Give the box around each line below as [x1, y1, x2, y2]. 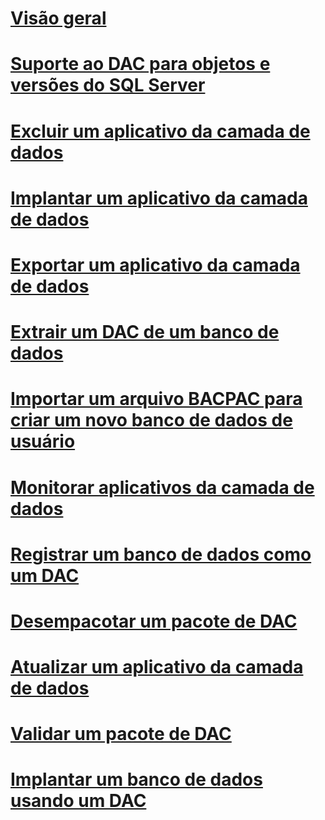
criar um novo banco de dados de [10, 409, 293, 432]
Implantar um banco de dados [10, 768, 263, 791]
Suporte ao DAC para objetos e [10, 53, 271, 76]
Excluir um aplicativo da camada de [10, 120, 311, 142]
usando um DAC [10, 790, 147, 812]
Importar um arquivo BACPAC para [10, 388, 303, 411]
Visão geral [10, 7, 107, 30]
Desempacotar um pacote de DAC [10, 610, 298, 632]
